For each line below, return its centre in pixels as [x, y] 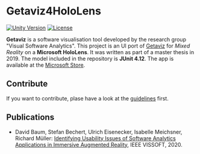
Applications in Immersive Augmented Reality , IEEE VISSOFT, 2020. [98, 144]
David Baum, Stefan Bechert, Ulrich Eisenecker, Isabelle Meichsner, [98, 132]
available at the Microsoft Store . [46, 65]
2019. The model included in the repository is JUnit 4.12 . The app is [90, 58]
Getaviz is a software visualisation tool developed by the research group [96, 39]
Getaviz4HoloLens [54, 11]
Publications [30, 118]
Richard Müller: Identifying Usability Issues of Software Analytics [95, 138]
